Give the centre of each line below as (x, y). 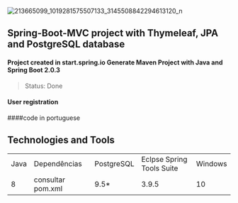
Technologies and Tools (61, 140)
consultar (50, 180)
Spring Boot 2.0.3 (34, 70)
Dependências (58, 163)
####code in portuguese (44, 118)
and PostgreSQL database (66, 44)
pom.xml (48, 188)
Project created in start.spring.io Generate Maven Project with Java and (115, 62)
